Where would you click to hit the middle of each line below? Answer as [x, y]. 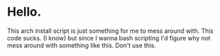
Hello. [24, 12]
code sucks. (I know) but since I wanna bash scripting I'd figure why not [109, 38]
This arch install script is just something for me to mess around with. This [110, 31]
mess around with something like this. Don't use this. [82, 45]
